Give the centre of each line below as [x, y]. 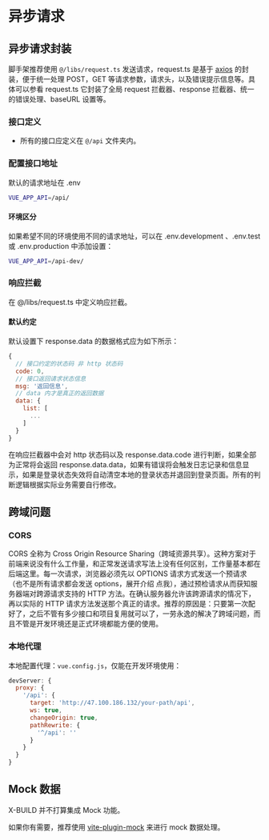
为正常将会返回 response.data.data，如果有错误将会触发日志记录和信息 [125, 464]
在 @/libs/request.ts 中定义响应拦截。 [70, 302]
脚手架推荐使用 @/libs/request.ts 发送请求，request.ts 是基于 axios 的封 [129, 69]
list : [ [35, 409]
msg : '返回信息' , [42, 386]
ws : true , [46, 710]
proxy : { [30, 688]
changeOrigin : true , [64, 718]
